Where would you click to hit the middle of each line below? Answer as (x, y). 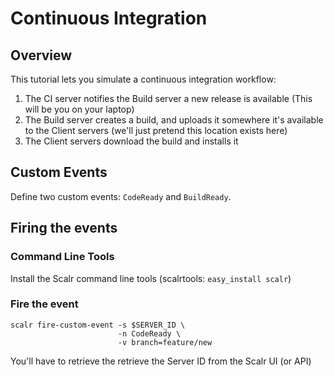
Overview (41, 55)
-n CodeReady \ (149, 333)
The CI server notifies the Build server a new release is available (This (168, 98)
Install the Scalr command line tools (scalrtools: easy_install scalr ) (151, 278)
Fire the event (44, 304)
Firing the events (64, 228)
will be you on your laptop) (79, 109)
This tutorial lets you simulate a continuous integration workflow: (143, 79)
